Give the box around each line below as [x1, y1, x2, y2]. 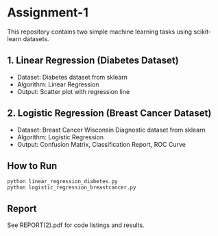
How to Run [7, 160, 58, 172]
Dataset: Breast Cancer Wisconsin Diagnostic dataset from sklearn [16, 126, 206, 134]
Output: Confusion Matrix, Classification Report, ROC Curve [16, 140, 186, 148]
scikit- [193, 27, 211, 36]
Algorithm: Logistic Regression [16, 132, 104, 141]
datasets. [23, 34, 49, 43]
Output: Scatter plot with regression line [16, 87, 130, 95]
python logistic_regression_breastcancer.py [7, 184, 136, 191]
